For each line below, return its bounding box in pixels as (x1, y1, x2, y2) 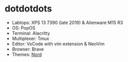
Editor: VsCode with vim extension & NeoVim (12, 40, 105, 46)
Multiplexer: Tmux (12, 35, 50, 41)
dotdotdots (5, 3, 52, 14)
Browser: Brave (12, 46, 44, 52)
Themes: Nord (12, 51, 42, 57)
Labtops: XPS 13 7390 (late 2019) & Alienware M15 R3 (12, 19, 123, 25)
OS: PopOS (12, 24, 36, 30)
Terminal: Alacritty (12, 30, 50, 36)
